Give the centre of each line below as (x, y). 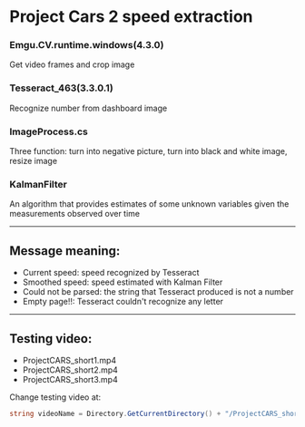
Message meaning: (65, 251)
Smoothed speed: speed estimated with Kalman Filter (123, 282)
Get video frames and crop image (72, 64)
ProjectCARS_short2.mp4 (70, 370)
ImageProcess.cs (49, 131)
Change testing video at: (55, 397)
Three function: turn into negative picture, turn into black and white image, (148, 151)
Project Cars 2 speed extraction (131, 17)
